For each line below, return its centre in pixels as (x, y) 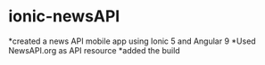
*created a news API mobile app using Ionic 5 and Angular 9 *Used (132, 41)
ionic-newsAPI (64, 16)
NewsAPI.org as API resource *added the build (94, 50)
